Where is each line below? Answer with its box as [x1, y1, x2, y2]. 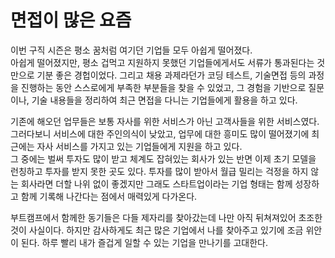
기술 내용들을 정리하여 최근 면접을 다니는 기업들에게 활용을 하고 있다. [31, 94, 298, 106]
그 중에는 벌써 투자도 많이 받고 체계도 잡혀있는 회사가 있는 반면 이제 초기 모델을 [10, 152, 317, 165]
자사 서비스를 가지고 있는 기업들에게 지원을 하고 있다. [36, 140, 243, 152]
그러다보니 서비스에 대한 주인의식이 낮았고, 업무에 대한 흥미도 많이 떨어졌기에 [10, 127, 310, 140]
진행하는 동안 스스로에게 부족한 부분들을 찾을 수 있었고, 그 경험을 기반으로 [20, 81, 307, 93]
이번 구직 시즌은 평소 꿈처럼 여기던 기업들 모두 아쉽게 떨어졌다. [10, 44, 253, 56]
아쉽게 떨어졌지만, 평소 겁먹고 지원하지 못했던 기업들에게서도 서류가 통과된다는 [10, 56, 315, 68]
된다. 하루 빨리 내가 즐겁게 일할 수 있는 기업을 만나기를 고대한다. [20, 236, 269, 248]
